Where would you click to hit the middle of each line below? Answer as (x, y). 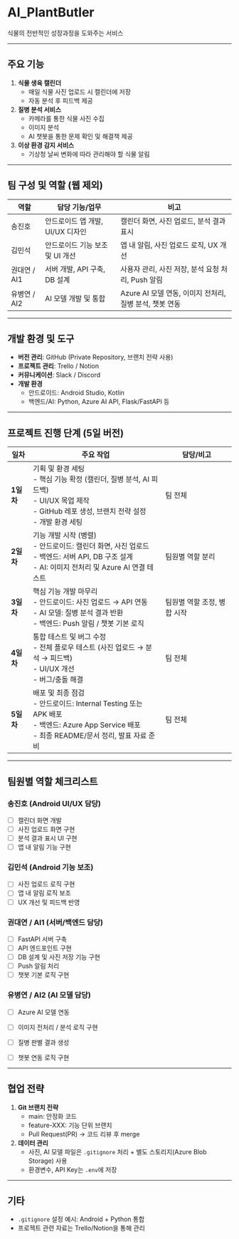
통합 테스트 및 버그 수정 (70, 637)
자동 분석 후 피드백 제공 (61, 100)
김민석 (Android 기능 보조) (51, 867)
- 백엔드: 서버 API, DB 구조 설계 (83, 557)
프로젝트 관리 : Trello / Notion (58, 366)
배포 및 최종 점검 (59, 693)
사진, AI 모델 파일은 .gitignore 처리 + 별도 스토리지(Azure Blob (118, 1151)
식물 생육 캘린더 (39, 83)
